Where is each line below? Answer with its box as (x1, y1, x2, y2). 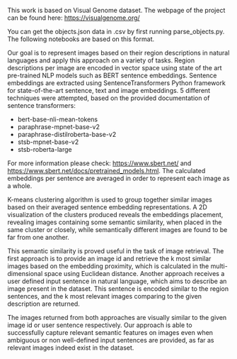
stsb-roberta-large (17, 145, 72, 153)
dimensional (7, 270, 43, 277)
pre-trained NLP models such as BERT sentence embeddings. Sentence (7, 71, 217, 79)
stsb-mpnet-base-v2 (17, 138, 79, 146)
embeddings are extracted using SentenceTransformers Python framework (7, 79, 226, 87)
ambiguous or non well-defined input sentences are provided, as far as (7, 336, 214, 344)
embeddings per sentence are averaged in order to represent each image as (7, 174, 230, 182)
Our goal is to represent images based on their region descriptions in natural (7, 49, 230, 57)
